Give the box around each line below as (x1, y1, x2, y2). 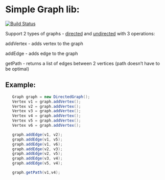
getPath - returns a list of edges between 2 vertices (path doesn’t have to (5, 60, 160, 66)
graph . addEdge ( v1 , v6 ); (12, 142, 63, 147)
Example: (5, 81, 36, 89)
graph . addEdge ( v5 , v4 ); (12, 161, 63, 166)
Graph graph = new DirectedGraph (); (12, 94, 90, 99)
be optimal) (5, 66, 30, 72)
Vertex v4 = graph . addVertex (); (12, 113, 81, 118)
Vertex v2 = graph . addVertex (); (12, 104, 81, 109)
